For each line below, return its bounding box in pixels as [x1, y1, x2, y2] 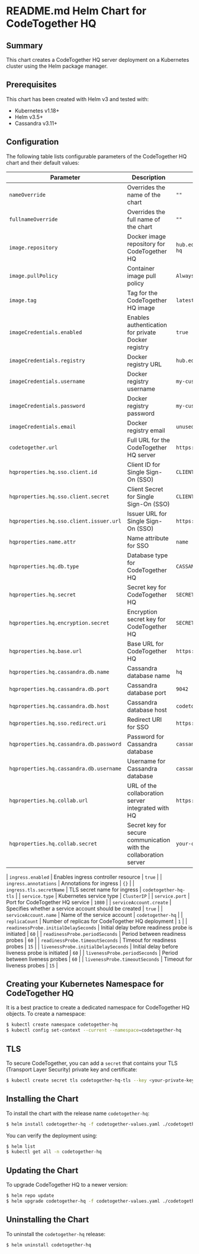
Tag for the [127, 288, 158, 297]
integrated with [127, 804, 169, 812]
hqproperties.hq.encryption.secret [9, 620, 110, 626]
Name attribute [127, 534, 169, 542]
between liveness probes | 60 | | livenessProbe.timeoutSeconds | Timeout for [6, 956, 192, 963]
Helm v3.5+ [14, 113, 43, 120]
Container [127, 264, 155, 272]
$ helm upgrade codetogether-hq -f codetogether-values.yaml [6, 1198, 161, 1204]
